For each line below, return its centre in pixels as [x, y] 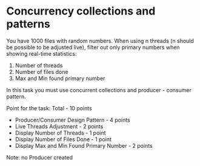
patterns [28, 24]
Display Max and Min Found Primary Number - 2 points [84, 145]
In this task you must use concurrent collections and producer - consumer [99, 90]
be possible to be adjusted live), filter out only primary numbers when [93, 47]
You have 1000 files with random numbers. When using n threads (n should [100, 41]
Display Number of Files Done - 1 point [63, 139]
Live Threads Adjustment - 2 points [59, 126]
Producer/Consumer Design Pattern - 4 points [72, 120]
